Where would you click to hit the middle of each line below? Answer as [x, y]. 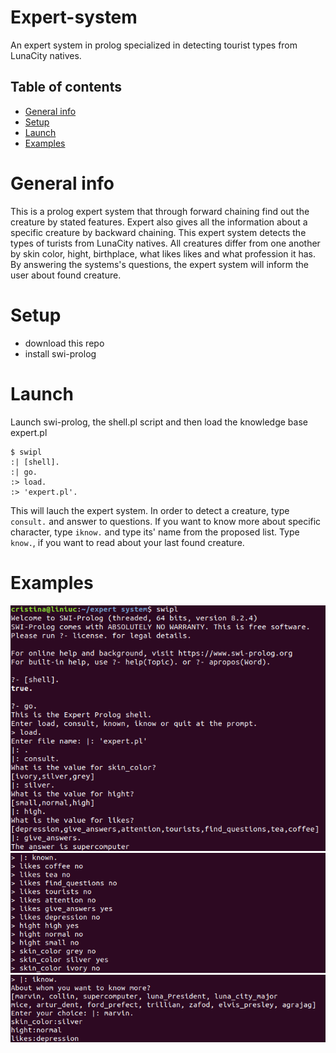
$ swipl [26, 452]
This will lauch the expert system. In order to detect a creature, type [150, 510]
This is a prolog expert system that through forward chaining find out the [160, 211]
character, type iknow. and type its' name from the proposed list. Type [155, 532]
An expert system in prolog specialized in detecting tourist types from [154, 45]
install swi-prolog [60, 353]
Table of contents [66, 87]
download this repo [64, 343]
